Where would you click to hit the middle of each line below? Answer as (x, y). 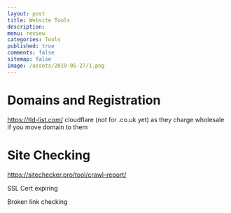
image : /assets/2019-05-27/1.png (56, 66)
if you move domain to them (48, 127)
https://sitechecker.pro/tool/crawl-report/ (67, 175)
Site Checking (49, 155)
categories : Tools (34, 40)
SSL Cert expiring (33, 188)
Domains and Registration (84, 100)
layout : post (26, 14)
